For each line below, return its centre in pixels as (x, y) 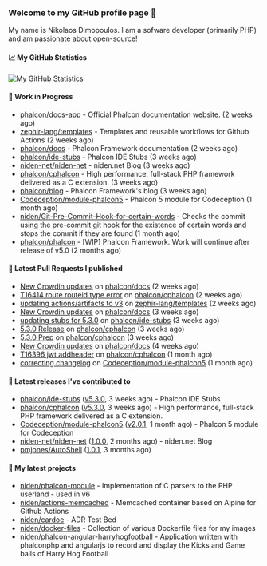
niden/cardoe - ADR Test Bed (68, 520)
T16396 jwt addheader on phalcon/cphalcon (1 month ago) (116, 354)
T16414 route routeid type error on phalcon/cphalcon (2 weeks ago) (131, 294)
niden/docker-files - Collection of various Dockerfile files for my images (138, 528)
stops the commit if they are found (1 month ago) (100, 233)
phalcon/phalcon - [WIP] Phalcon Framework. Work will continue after (135, 241)
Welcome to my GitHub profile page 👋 (82, 13)
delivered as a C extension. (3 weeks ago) (89, 182)
